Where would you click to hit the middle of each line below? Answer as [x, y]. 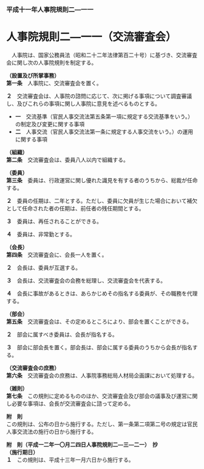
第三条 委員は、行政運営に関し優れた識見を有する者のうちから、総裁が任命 [102, 180]
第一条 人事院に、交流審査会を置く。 [54, 83]
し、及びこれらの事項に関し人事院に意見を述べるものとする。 [83, 103]
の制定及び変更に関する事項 [50, 124]
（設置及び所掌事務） [33, 75]
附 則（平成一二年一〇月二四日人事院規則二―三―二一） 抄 [82, 444]
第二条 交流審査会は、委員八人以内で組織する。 [67, 160]
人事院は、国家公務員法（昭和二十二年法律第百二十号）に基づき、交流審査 [104, 55]
